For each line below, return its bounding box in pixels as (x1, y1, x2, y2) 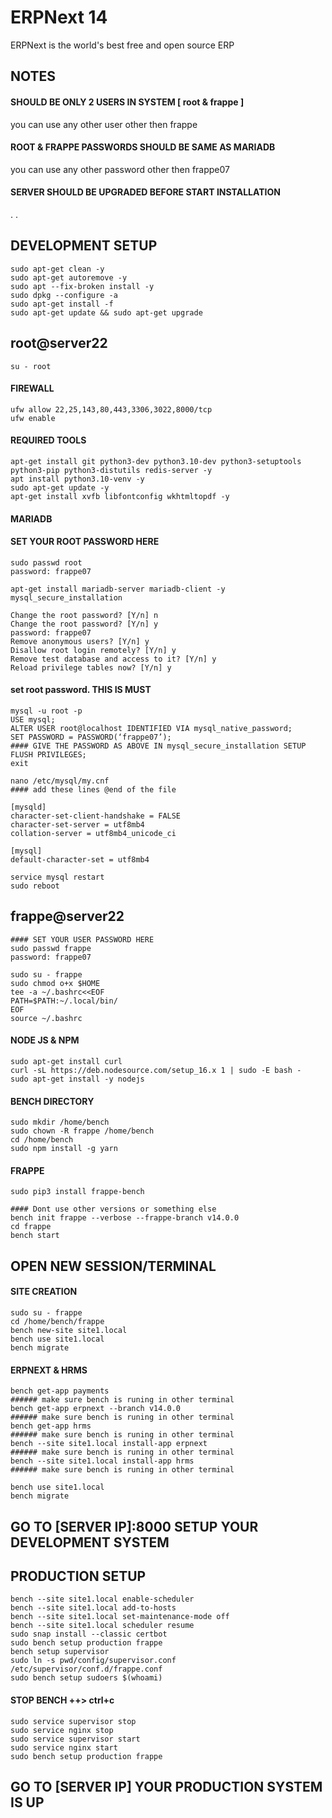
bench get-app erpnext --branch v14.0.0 (10, 1404, 182, 1414)
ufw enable (10, 413, 56, 423)
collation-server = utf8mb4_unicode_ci (10, 828, 177, 838)
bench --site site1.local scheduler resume (10, 1621, 195, 1631)
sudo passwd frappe (10, 943, 92, 953)
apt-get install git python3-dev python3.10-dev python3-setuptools (10, 456, 302, 466)
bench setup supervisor (10, 1647, 110, 1657)
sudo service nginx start (10, 1742, 118, 1753)
